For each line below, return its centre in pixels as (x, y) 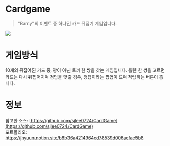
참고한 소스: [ (18, 120)
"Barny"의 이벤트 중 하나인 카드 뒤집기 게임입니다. (67, 23)
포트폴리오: (16, 132)
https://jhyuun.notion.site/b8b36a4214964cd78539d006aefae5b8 (74, 138)
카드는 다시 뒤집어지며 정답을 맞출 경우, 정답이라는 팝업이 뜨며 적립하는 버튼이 (82, 77)
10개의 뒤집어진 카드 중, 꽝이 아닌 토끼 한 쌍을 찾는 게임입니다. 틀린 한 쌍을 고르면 (85, 70)
